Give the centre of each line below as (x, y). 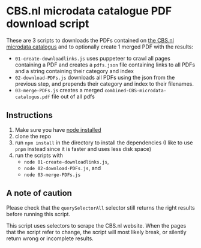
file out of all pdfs (73, 96)
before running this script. (38, 214)
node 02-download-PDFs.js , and (62, 168)
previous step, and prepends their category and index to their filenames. (104, 84)
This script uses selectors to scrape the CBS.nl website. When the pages (96, 225)
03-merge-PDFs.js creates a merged (59, 90)
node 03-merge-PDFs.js (52, 175)
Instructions (29, 115)
